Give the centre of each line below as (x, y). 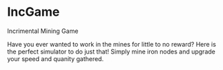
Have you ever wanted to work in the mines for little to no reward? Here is (111, 44)
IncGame (33, 12)
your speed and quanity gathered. (56, 58)
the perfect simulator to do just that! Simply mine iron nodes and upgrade (111, 51)
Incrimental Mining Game (43, 31)
